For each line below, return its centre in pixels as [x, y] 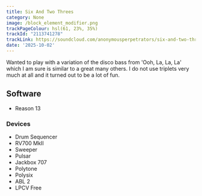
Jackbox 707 [31, 162]
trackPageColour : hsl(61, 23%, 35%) [52, 28]
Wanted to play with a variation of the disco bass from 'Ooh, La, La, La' [94, 62]
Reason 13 [28, 108]
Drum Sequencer [36, 137]
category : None [25, 17]
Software [24, 94]
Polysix [24, 175]
